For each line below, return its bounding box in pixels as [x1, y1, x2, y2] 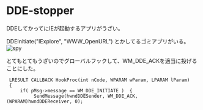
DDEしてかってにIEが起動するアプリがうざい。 [6, 24, 124, 32]
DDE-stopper [6, 4, 75, 18]
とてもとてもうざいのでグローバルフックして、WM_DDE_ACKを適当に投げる [6, 57, 197, 64]
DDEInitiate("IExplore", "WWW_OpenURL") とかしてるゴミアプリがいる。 [6, 37, 190, 45]
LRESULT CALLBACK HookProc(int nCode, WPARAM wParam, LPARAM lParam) [9, 77, 190, 83]
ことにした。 [6, 65, 39, 72]
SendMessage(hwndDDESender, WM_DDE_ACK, [33, 93, 138, 99]
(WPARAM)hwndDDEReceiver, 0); [6, 98, 84, 105]
